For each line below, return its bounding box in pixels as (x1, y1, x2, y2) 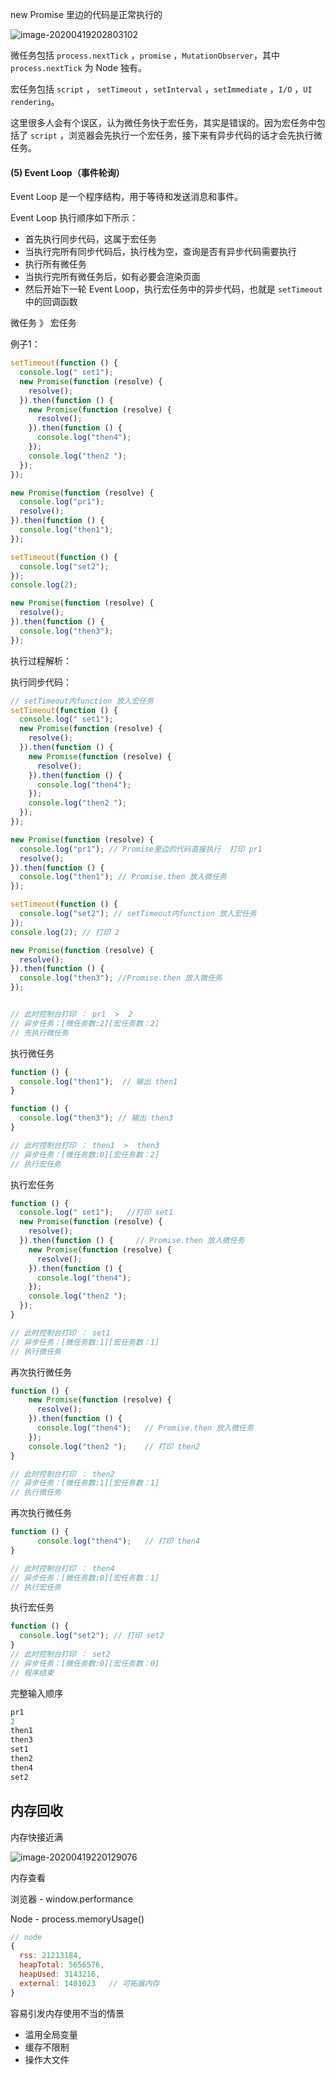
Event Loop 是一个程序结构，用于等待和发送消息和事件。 (10, 191, 244, 203)
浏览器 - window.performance (10, 1893, 134, 1905)
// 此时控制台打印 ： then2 (10, 1469, 115, 1479)
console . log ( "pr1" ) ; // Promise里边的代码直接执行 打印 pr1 (19, 844, 263, 854)
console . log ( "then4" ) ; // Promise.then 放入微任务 (36, 1423, 254, 1433)
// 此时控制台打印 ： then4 (10, 1563, 115, 1573)
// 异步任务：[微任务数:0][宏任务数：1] (10, 1573, 160, 1583)
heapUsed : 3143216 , (19, 1969, 101, 1980)
